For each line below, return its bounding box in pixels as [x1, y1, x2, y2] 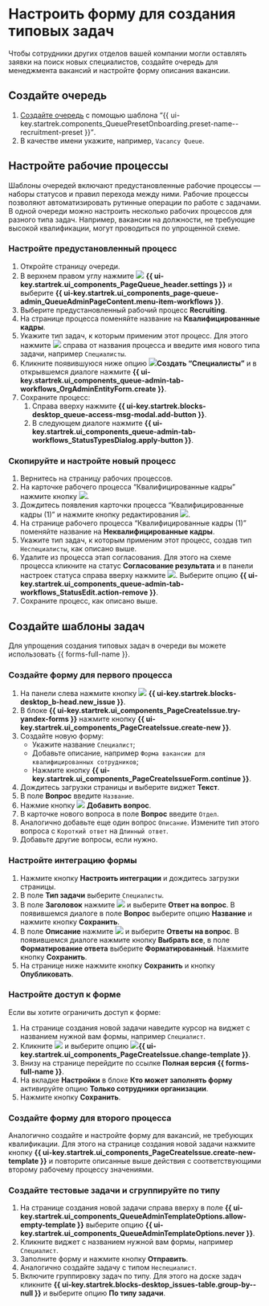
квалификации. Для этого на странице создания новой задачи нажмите [8, 1139, 255, 1149]
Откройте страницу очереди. [19, 261, 120, 271]
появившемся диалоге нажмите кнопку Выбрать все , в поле [19, 935, 230, 944]
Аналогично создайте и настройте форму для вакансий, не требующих [8, 1131, 254, 1140]
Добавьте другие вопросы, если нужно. [19, 835, 158, 845]
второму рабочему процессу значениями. [8, 1165, 154, 1174]
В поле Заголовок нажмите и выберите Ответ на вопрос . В [19, 899, 235, 909]
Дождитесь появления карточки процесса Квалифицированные [19, 500, 244, 510]
